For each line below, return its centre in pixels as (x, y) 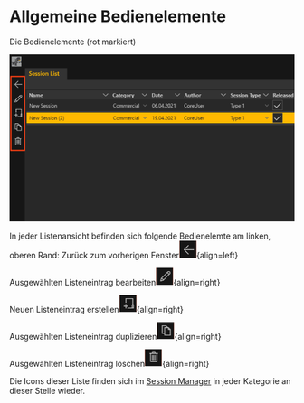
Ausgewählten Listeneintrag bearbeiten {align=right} (115, 283)
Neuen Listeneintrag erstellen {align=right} (96, 310)
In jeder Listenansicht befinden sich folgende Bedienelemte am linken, (140, 236)
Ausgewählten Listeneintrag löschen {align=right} (109, 364)
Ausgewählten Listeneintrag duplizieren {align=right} (115, 337)
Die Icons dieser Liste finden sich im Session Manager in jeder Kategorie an (150, 381)
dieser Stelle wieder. (47, 391)
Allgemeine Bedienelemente (118, 17)
